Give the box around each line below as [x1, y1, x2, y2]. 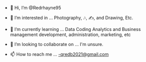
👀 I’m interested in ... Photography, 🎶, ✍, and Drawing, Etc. [10, 15, 133, 20]
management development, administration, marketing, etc [10, 31, 131, 37]
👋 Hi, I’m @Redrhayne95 [10, 5, 61, 10]
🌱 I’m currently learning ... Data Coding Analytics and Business [10, 26, 141, 32]
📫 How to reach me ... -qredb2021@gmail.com [10, 51, 109, 57]
